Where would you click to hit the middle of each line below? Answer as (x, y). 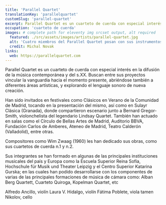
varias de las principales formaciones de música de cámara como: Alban (79, 177)
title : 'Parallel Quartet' (33, 10)
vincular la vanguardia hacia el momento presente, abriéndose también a (79, 80)
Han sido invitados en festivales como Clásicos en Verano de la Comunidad (82, 100)
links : (12, 51)
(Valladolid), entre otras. (30, 132)
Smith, (12, 116)
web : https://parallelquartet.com (45, 56)
